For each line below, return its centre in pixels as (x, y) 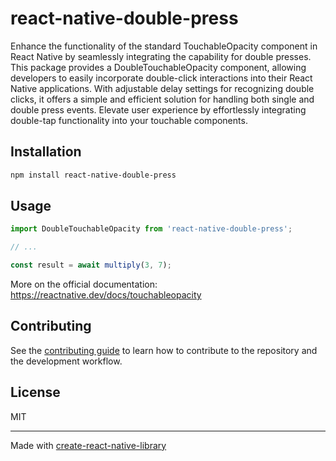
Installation (46, 152)
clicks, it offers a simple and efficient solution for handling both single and (162, 99)
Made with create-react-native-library (88, 445)
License (35, 392)
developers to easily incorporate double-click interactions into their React (161, 78)
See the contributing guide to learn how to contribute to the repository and (164, 350)
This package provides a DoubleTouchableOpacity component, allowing (158, 67)
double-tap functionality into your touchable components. (129, 120)
